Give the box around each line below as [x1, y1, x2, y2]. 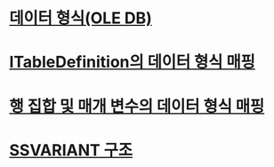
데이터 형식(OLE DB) [9, 8, 153, 28]
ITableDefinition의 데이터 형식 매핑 [9, 52, 255, 72]
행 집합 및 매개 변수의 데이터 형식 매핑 [9, 96, 265, 116]
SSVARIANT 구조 [9, 139, 133, 160]
